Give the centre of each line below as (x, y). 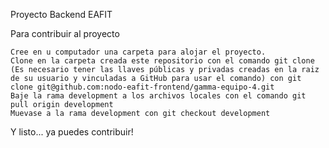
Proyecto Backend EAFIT (61, 14)
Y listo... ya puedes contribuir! (72, 132)
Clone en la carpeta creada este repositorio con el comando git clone (162, 61)
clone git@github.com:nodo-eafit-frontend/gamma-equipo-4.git (142, 87)
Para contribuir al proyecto (65, 33)
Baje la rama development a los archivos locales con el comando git (158, 96)
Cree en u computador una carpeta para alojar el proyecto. (138, 52)
